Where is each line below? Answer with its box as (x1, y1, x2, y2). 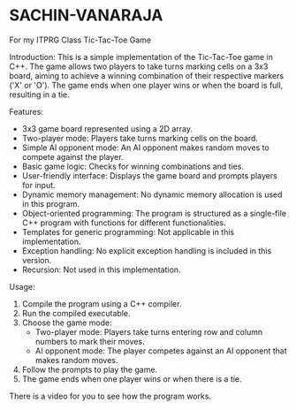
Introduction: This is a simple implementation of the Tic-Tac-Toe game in (9, 51, 274, 62)
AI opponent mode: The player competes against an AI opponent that (34, 345, 287, 356)
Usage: (9, 281, 35, 292)
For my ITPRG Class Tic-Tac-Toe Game (9, 34, 152, 45)
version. (21, 254, 52, 265)
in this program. (21, 198, 80, 209)
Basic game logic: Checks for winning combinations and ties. (21, 161, 245, 171)
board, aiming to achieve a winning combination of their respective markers (9, 70, 285, 80)
